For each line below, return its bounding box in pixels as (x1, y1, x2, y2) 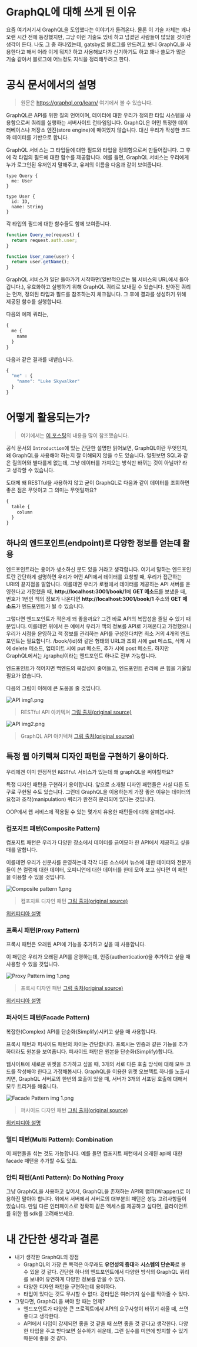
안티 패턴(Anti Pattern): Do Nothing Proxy (6, 1173, 124, 1181)
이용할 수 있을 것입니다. (12, 874, 66, 881)
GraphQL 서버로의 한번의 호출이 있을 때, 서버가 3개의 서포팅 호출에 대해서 (18, 1075, 188, 1082)
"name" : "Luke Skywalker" (16, 378, 81, 384)
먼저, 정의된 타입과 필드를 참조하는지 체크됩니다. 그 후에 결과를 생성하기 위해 (12, 290, 186, 298)
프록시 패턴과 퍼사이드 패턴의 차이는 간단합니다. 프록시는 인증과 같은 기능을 (6, 1040, 178, 1048)
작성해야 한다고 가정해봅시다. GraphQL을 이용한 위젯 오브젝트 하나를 (16, 1068, 174, 1075)
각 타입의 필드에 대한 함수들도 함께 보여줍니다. (6, 220, 112, 227)
